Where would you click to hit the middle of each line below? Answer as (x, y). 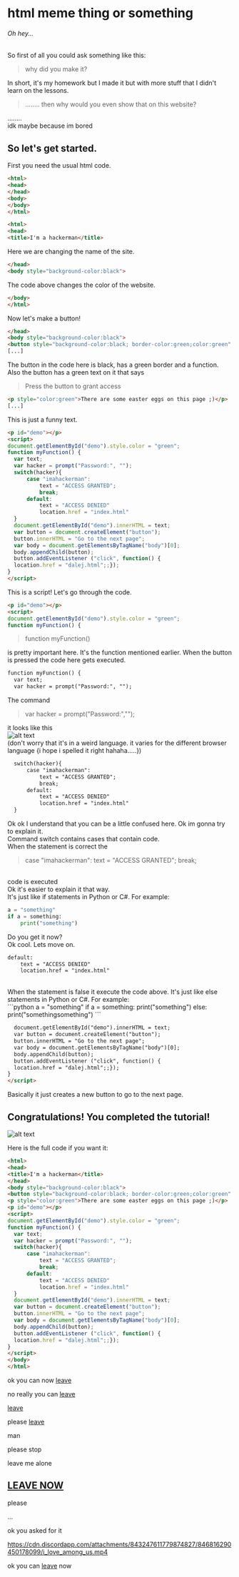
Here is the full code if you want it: (58, 1148)
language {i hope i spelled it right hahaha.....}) (75, 751)
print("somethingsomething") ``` (54, 1015)
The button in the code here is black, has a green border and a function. (113, 365)
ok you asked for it (35, 1530)
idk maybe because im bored (50, 126)
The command (29, 700)
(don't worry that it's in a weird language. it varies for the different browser (117, 743)
